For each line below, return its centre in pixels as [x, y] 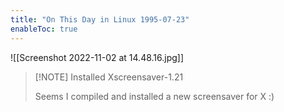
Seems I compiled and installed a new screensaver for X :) [154, 96]
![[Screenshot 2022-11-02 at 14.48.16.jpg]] [97, 57]
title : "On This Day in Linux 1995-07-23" [100, 19]
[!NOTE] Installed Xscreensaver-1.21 [109, 77]
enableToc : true [44, 29]
